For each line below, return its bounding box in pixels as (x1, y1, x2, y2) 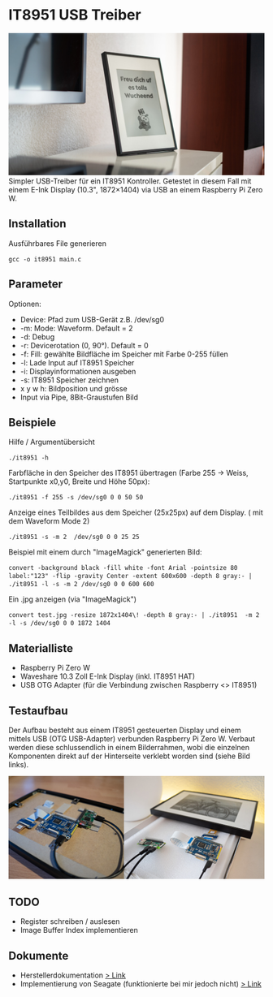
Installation (8, 217, 67, 231)
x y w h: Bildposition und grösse (19, 383, 128, 393)
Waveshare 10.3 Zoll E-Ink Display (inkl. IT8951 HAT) (19, 671, 196, 681)
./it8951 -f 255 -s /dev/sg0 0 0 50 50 (8, 494, 144, 502)
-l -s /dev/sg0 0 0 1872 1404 (8, 619, 111, 628)
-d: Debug (19, 331, 55, 342)
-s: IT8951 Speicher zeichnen (19, 375, 119, 385)
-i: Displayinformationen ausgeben (19, 366, 136, 376)
